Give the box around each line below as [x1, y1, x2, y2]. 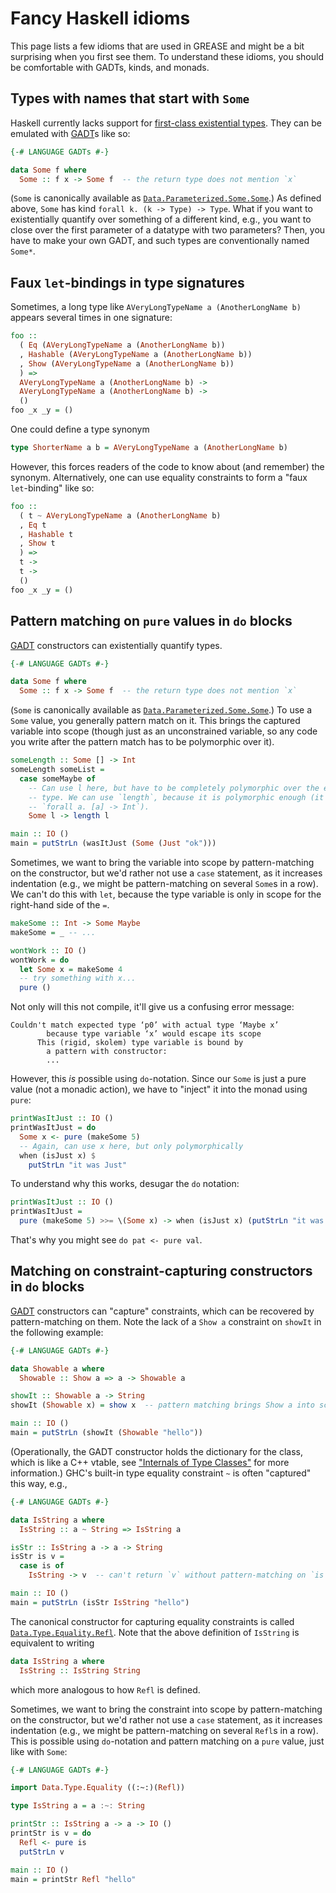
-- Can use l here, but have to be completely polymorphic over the [28, 783, 320, 793]
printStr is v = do [10, 1828, 92, 1839]
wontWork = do [10, 955, 70, 965]
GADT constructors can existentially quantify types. [10, 639, 223, 651]
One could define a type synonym [10, 423, 150, 436]
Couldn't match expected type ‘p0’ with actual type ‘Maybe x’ [10, 1020, 280, 1031]
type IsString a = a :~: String [10, 1801, 145, 1811]
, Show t [19, 538, 56, 549]
